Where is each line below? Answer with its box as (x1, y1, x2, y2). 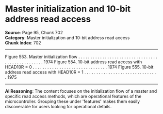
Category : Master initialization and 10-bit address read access (5, 35, 130, 41)
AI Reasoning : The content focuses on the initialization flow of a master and (5, 88, 157, 94)
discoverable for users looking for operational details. (5, 103, 112, 109)
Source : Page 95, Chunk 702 (5, 29, 63, 35)
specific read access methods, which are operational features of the (5, 93, 142, 99)
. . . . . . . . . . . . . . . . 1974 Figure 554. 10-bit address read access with (5, 59, 142, 65)
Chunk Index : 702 (5, 40, 41, 45)
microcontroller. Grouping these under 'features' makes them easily (5, 98, 140, 104)
